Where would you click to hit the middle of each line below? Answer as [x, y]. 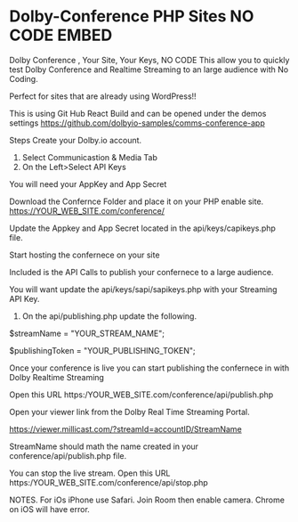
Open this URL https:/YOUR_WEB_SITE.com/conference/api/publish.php [141, 395]
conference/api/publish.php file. [68, 455]
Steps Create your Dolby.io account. [76, 140]
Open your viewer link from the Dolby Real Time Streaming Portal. [130, 412]
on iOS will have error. [50, 509]
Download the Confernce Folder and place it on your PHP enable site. [137, 201]
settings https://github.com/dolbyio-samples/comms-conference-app [137, 123]
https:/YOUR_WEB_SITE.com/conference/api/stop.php [109, 482]
